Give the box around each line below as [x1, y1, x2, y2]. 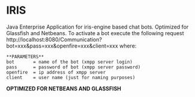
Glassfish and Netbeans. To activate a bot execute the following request [6, 29, 184, 36]
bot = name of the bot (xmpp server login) [6, 59, 133, 65]
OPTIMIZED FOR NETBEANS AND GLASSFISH [6, 85, 122, 92]
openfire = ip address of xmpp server [6, 69, 106, 75]
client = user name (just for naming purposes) [6, 74, 136, 80]
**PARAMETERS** [6, 54, 44, 60]
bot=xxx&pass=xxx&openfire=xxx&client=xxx [6, 42, 118, 49]
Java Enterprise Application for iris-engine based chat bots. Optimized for [6, 23, 189, 30]
